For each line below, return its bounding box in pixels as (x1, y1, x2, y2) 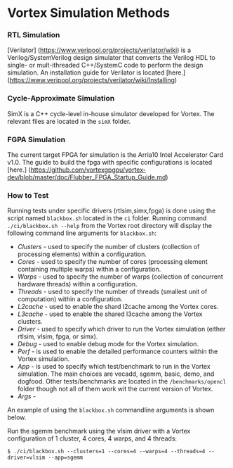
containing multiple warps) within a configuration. (17, 265, 161, 274)
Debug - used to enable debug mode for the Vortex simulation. (17, 340, 199, 348)
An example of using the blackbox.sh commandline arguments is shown (7, 406, 215, 415)
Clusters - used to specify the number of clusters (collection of (17, 243, 200, 251)
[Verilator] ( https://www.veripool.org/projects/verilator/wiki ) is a (7, 46, 192, 54)
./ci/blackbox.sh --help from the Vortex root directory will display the (7, 222, 213, 230)
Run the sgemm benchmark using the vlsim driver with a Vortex (7, 427, 191, 436)
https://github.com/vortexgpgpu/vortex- (30, 165, 146, 174)
